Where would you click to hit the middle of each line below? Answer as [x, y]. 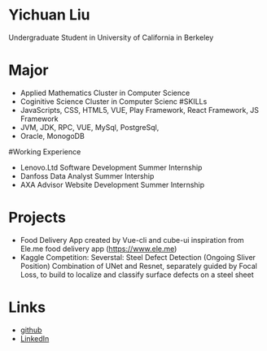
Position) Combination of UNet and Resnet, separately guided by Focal [139, 266]
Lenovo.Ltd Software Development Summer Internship [111, 167]
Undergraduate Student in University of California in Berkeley [111, 37]
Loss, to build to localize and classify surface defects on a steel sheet [137, 275]
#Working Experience [45, 151]
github [31, 330]
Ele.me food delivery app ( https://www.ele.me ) [98, 249]
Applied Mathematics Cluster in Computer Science [105, 93]
